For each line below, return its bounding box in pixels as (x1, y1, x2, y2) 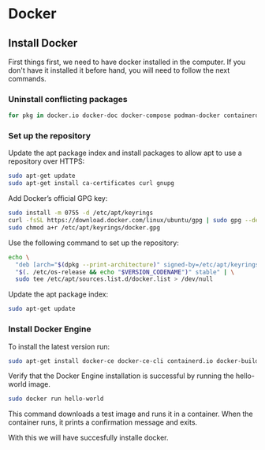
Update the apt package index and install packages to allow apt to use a (8, 148, 242, 158)
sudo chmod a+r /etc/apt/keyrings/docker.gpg (8, 223, 160, 232)
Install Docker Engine (8, 323, 91, 335)
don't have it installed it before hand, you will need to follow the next (8, 66, 230, 75)
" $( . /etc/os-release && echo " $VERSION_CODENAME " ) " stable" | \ (15, 268, 235, 276)
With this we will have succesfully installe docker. (8, 433, 169, 443)
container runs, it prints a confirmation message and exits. (8, 418, 198, 427)
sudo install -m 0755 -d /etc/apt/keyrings (8, 209, 154, 217)
